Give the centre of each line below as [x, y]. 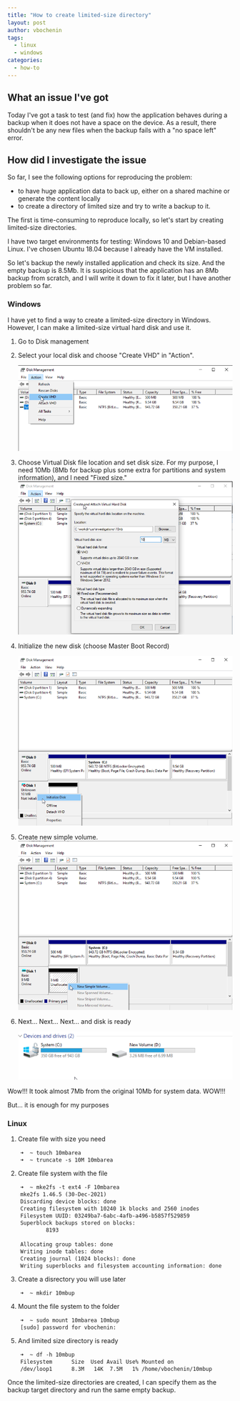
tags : [15, 38]
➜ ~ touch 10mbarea [51, 1153]
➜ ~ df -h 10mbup [47, 1355]
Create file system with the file [63, 1173]
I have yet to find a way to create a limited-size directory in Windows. [109, 320]
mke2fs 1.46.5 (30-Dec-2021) [64, 1194]
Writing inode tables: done [62, 1251]
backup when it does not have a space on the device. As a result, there [112, 122]
